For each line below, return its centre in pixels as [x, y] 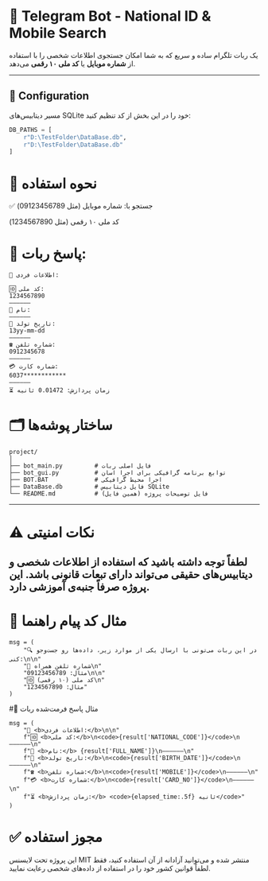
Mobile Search [58, 33]
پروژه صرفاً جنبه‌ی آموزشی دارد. [80, 586]
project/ [23, 452]
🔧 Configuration [49, 96]
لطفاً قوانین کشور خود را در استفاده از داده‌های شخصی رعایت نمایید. [110, 868]
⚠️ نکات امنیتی [52, 533]
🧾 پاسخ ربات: [48, 254]
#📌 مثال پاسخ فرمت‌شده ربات [54, 708]
